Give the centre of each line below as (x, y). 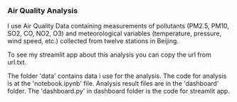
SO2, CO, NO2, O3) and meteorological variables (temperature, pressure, (115, 33)
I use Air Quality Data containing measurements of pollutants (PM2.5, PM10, (118, 26)
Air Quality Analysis (43, 11)
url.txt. (17, 62)
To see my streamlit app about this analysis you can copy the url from (109, 55)
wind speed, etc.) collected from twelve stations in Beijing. (93, 41)
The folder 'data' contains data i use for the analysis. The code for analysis (117, 76)
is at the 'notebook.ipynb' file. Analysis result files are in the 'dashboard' (113, 84)
